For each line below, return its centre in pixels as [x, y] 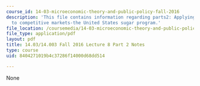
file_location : [25, 28]
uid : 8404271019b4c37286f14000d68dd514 [56, 56]
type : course [22, 50]
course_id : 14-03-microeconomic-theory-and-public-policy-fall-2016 [93, 12]
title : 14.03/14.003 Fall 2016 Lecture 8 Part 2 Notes [76, 45]
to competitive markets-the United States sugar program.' [86, 23]
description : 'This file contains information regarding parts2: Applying [101, 17]
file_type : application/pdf [41, 34]
